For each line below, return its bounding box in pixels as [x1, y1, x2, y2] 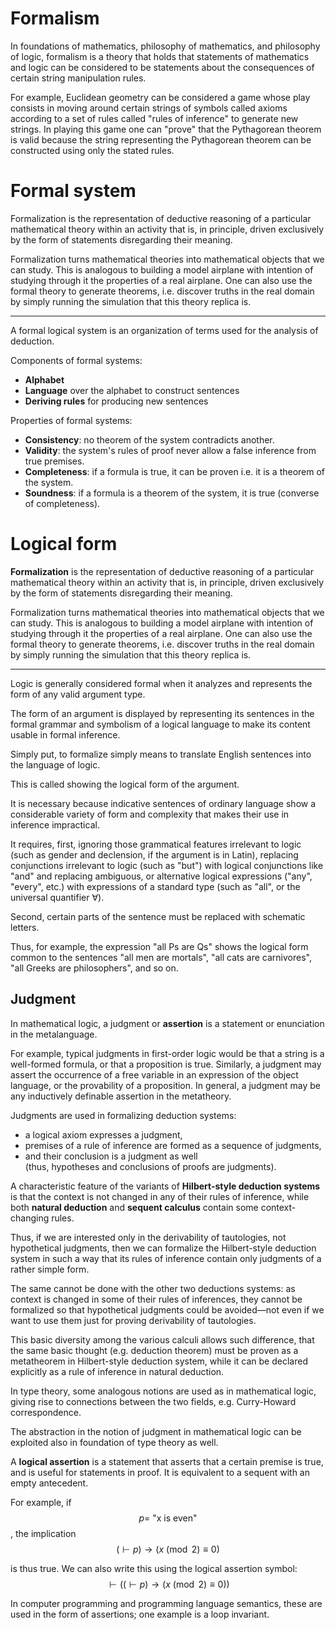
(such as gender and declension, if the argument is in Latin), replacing [10, 848, 299, 861]
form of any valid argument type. [10, 688, 146, 700]
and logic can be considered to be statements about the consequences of [10, 61, 315, 73]
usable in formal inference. [10, 728, 121, 741]
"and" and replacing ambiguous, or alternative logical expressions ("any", [10, 870, 313, 882]
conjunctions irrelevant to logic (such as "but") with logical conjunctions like [10, 859, 324, 871]
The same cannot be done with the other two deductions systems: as [10, 1282, 296, 1294]
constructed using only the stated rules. [10, 144, 175, 156]
